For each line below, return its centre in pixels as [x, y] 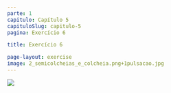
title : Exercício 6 [35, 45]
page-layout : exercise [39, 57]
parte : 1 [20, 13]
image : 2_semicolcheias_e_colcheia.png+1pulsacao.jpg [86, 64]
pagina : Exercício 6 [37, 32]
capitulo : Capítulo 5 [38, 20]
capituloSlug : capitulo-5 [44, 26]
